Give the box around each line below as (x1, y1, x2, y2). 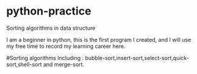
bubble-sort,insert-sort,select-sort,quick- (85, 54, 190, 61)
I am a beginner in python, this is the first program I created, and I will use (6, 36, 192, 43)
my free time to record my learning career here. (6, 42, 126, 50)
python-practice (6, 4, 91, 18)
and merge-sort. (43, 61, 84, 68)
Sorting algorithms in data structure (6, 24, 96, 32)
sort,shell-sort (6, 61, 42, 68)
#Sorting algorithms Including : (6, 54, 84, 61)
